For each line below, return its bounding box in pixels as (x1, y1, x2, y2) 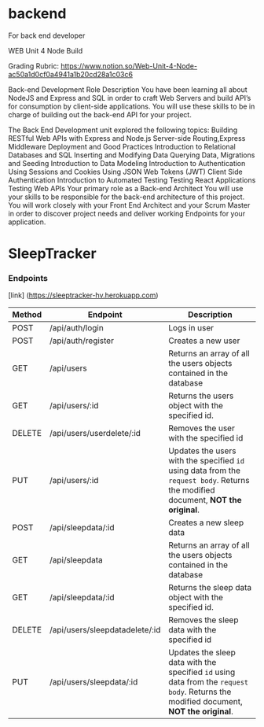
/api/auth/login (49, 323, 104, 334)
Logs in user (168, 323, 214, 334)
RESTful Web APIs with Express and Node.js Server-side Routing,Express (8, 133, 246, 142)
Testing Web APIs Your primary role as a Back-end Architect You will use (8, 183, 244, 193)
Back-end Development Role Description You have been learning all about (8, 84, 247, 94)
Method (12, 309, 42, 320)
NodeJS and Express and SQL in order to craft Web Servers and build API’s (8, 93, 251, 102)
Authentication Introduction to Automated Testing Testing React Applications (8, 175, 256, 185)
